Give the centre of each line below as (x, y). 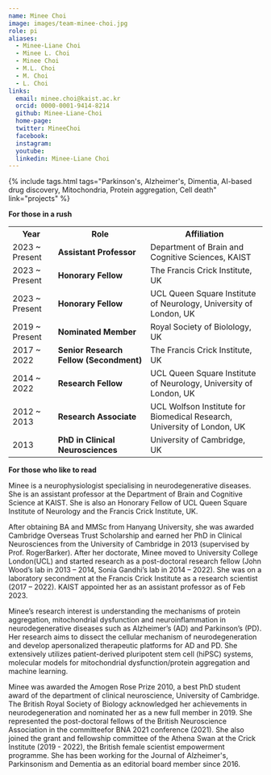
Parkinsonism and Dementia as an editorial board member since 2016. (124, 765)
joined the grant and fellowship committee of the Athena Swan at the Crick (132, 739)
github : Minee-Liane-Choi (59, 114)
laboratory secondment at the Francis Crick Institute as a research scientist (133, 579)
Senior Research (90, 350)
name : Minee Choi (38, 16)
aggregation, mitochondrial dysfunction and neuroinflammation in (117, 620)
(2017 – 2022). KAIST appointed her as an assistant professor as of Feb (127, 587)
